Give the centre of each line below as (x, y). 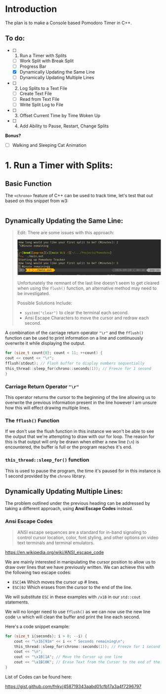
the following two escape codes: (38, 572)
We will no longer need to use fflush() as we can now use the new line (78, 611)
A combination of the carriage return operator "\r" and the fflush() (74, 333)
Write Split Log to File (41, 105)
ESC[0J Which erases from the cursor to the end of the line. (72, 587)
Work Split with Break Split (47, 61)
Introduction (31, 9)
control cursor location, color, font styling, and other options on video (88, 537)
